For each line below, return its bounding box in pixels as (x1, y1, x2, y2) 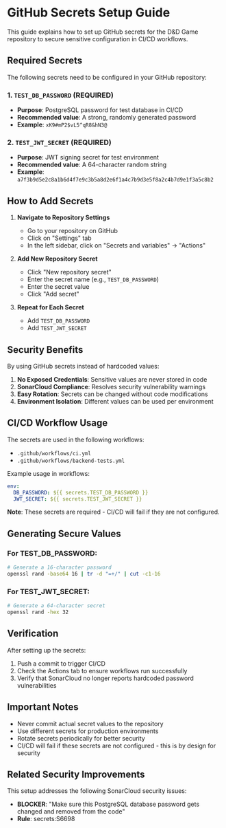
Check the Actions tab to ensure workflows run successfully (16, 666, 188, 675)
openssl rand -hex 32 (7, 609, 69, 616)
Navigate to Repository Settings (16, 213, 110, 221)
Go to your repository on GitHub (27, 227, 118, 235)
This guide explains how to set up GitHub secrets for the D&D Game (7, 28, 199, 36)
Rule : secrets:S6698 (16, 815, 75, 823)
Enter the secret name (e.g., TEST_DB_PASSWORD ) (27, 275, 160, 283)
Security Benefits (7, 344, 84, 356)
